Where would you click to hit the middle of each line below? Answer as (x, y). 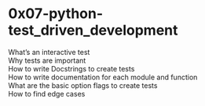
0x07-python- (56, 14)
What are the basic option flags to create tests (83, 85)
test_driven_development (93, 30)
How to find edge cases (47, 93)
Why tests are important (47, 60)
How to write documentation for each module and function (103, 77)
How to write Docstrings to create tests (71, 68)
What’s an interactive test (49, 52)
